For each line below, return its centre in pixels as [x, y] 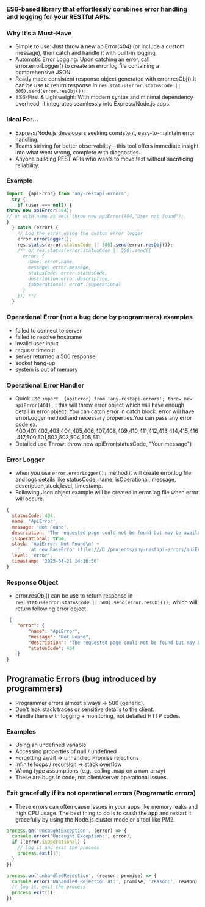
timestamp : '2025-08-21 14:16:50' [56, 561]
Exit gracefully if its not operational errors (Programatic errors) [101, 793]
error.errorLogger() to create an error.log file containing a [87, 66]
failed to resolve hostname [49, 337]
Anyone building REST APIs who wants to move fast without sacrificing [104, 159]
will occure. [30, 499]
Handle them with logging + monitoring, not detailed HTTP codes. [98, 715]
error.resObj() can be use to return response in [74, 596]
